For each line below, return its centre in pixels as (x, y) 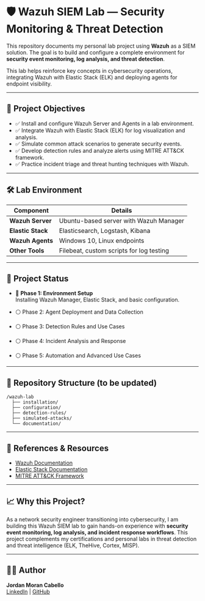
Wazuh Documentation (44, 463)
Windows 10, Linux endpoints (102, 240)
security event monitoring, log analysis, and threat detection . (85, 59)
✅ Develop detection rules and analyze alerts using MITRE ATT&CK (99, 150)
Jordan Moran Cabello (35, 585)
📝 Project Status (38, 278)
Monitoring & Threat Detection (85, 29)
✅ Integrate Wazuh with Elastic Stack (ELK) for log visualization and (100, 130)
